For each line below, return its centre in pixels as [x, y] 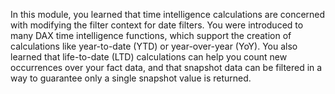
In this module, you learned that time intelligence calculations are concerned [168, 14]
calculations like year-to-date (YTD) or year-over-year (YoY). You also [154, 46]
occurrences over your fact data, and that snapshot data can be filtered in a [166, 67]
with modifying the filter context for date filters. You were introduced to [157, 25]
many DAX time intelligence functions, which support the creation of [151, 35]
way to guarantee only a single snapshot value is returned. [131, 78]
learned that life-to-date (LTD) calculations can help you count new [149, 57]
